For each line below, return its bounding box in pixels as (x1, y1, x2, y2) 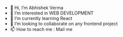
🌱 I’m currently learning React (10, 15, 73, 21)
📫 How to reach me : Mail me (10, 26, 73, 32)
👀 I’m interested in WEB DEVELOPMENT (10, 10, 94, 16)
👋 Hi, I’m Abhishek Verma (10, 5, 64, 10)
